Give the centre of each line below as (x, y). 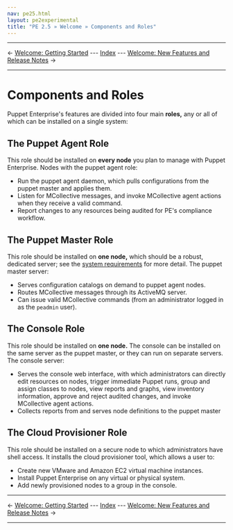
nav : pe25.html (29, 14)
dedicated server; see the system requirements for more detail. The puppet (115, 264)
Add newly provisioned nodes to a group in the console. (97, 485)
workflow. (31, 218)
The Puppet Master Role (60, 240)
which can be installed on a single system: (68, 122)
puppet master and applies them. (64, 188)
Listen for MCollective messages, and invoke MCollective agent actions (119, 196)
